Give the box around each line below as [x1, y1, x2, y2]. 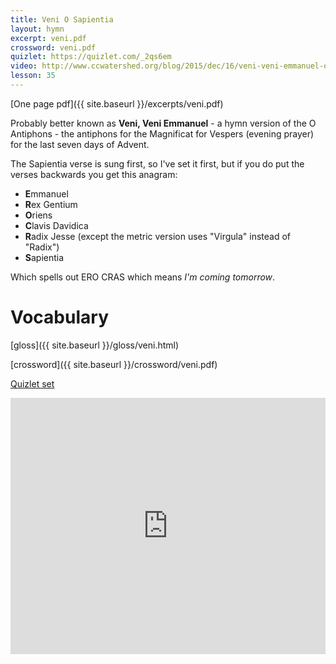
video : [10, 61, 38, 71]
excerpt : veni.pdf [10, 33, 87, 43]
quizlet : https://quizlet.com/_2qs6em [10, 52, 172, 62]
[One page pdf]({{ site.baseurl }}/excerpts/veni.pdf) [10, 97, 224, 110]
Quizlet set [10, 377, 55, 390]
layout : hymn [10, 24, 65, 34]
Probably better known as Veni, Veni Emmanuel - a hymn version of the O [10, 117, 317, 129]
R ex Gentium [24, 198, 78, 210]
